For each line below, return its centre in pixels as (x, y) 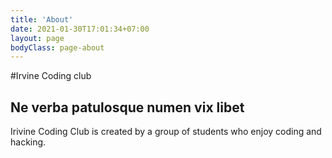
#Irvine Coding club (51, 76)
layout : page (37, 38)
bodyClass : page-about (57, 47)
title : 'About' (42, 19)
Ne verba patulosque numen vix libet (127, 107)
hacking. (28, 142)
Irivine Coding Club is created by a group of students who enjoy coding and (166, 132)
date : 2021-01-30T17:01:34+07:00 (80, 29)
